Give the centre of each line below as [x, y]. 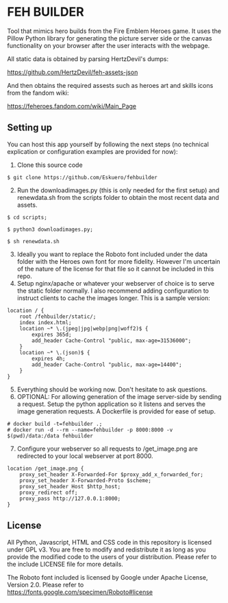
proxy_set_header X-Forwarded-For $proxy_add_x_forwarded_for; [112, 475]
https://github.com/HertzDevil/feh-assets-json [73, 72]
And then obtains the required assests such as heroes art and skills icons [110, 85]
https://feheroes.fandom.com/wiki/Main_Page [72, 106]
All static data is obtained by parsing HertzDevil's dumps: [88, 58]
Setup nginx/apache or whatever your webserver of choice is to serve [116, 283]
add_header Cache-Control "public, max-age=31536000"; [112, 341]
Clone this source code [50, 165]
